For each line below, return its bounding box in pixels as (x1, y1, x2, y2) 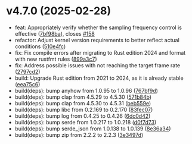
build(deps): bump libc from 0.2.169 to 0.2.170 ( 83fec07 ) (14, 106, 153, 113)
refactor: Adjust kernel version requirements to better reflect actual (14, 36, 180, 43)
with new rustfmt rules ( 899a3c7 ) (14, 55, 97, 62)
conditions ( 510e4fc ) (14, 43, 66, 50)
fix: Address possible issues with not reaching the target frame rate (14, 61, 181, 69)
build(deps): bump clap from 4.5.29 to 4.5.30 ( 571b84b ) (14, 93, 152, 101)
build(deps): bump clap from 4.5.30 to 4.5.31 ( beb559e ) (14, 99, 151, 107)
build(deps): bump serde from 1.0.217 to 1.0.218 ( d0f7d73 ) (14, 118, 157, 126)
